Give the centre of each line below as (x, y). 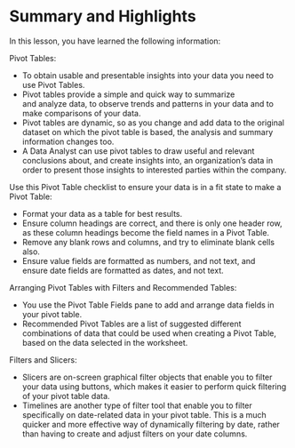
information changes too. (68, 141)
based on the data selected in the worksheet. (105, 342)
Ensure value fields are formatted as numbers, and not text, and (139, 260)
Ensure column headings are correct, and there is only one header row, (152, 223)
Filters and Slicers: (43, 360)
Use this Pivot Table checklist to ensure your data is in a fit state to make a (145, 187)
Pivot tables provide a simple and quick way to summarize (128, 94)
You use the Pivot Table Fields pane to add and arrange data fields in (148, 305)
